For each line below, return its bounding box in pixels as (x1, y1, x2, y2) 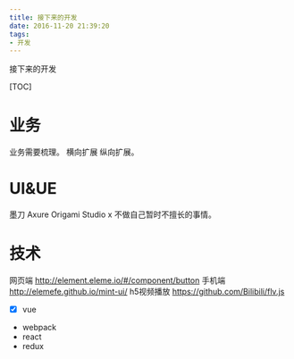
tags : (9, 29, 29, 38)
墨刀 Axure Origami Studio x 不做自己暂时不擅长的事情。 (9, 209, 216, 220)
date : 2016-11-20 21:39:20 (9, 21, 110, 30)
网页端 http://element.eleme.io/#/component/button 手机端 (9, 275, 226, 286)
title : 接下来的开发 (9, 13, 78, 22)
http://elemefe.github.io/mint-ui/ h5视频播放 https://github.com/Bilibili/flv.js (9, 287, 285, 297)
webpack (21, 322, 56, 333)
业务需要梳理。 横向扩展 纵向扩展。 (9, 146, 139, 157)
